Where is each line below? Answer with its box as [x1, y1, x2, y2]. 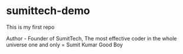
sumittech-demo [6, 4, 90, 18]
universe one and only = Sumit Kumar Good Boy [6, 41, 123, 48]
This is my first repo [6, 23, 55, 31]
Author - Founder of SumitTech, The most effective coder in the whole [6, 35, 177, 42]
